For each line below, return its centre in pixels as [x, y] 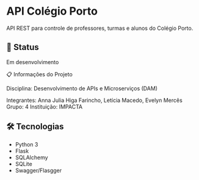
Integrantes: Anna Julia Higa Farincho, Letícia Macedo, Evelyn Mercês [95, 100]
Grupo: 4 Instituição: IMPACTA [45, 106]
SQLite [24, 164]
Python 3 [27, 144]
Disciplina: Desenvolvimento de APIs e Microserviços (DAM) [82, 88]
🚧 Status [23, 47]
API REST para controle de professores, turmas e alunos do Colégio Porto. [100, 28]
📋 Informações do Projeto [40, 74]
